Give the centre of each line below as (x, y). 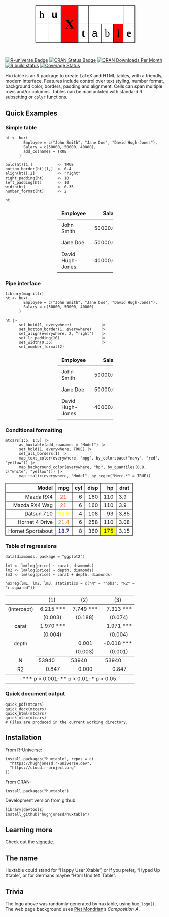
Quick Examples (31, 113)
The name (22, 858)
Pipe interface (23, 283)
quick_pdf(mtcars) (25, 704)
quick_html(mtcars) (26, 713)
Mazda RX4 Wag (33, 505)
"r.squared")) (20, 588)
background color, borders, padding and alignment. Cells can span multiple (84, 86)
